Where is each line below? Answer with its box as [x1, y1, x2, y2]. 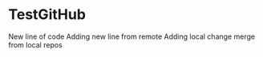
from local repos [8, 40, 63, 49]
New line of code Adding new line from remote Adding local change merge [8, 32, 255, 41]
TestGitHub [8, 6, 87, 24]
